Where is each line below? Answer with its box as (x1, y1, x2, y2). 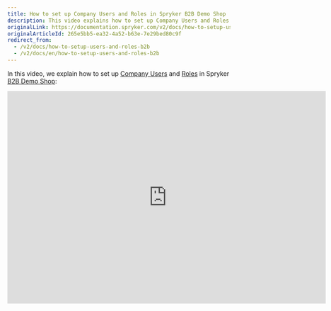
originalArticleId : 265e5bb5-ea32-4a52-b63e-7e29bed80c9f (7, 30, 182, 38)
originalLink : (7, 23, 50, 30)
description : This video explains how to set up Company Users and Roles (7, 17, 230, 24)
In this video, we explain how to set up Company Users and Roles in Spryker (7, 69, 230, 78)
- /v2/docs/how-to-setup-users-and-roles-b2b (13, 43, 151, 50)
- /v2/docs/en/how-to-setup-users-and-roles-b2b (13, 50, 160, 57)
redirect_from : (7, 37, 52, 44)
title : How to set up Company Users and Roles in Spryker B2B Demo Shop (7, 10, 226, 18)
